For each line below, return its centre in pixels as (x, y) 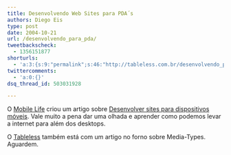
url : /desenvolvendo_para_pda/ (52, 39)
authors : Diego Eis (35, 20)
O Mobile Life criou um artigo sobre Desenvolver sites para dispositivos (108, 109)
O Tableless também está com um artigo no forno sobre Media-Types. (107, 137)
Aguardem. (23, 144)
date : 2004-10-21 (32, 33)
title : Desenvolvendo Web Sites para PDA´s (70, 13)
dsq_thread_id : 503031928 (44, 84)
